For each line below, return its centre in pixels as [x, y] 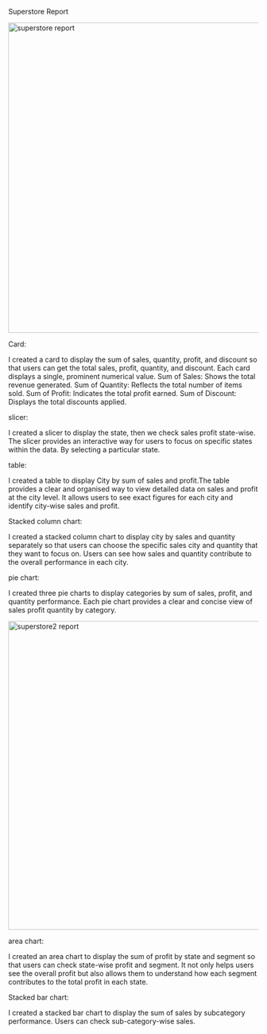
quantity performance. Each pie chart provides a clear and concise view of [130, 601]
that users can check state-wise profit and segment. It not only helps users [131, 965]
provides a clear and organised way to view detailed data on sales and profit [133, 489]
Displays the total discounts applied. [68, 402]
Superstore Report [39, 12]
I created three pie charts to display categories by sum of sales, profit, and [130, 593]
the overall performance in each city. [68, 562]
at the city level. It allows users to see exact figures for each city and [121, 497]
